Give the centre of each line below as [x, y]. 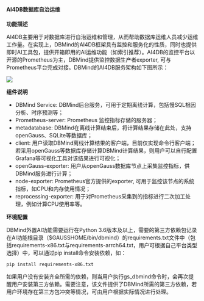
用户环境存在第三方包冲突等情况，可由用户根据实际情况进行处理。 [89, 292]
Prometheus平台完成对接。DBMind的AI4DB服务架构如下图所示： [87, 68]
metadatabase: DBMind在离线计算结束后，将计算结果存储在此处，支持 [103, 128]
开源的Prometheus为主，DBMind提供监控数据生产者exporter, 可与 [89, 60]
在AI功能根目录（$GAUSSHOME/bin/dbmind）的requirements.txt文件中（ [98, 238]
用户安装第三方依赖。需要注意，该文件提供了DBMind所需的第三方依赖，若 [104, 285]
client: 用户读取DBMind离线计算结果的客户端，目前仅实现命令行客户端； [105, 143]
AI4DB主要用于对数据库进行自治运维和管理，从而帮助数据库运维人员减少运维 [102, 37]
